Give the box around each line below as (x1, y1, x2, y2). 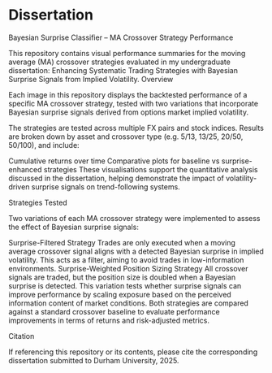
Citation (8, 331, 35, 340)
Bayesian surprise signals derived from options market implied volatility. (8, 107, 249, 117)
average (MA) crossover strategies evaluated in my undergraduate (8, 57, 231, 67)
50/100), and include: (8, 140, 80, 150)
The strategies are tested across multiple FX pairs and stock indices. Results (8, 123, 264, 132)
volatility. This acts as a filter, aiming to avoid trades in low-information (8, 254, 244, 265)
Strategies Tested (8, 197, 67, 207)
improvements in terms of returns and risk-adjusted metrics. (8, 315, 209, 325)
